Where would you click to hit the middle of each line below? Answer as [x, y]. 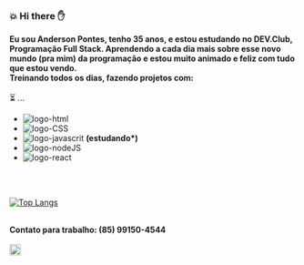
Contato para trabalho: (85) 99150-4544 [88, 230]
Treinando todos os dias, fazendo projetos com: [101, 78]
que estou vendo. [43, 68]
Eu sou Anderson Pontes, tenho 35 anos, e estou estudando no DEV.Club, [151, 39]
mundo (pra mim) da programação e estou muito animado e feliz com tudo [152, 58]
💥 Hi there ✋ [37, 15]
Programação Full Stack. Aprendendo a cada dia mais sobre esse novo [145, 49]
